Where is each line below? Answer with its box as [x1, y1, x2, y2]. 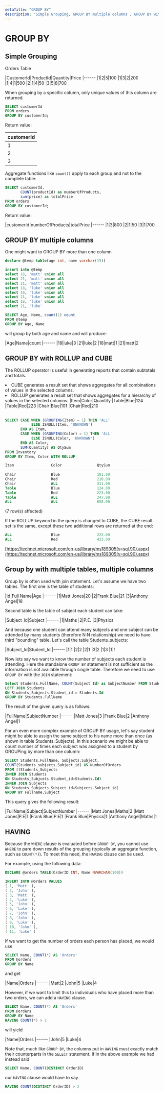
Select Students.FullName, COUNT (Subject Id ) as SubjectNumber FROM [5, 681, 147, 686]
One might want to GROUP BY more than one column [5, 249, 112, 255]
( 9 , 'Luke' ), [5, 920, 36, 925]
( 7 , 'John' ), [5, 911, 36, 916]
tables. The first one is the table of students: [5, 583, 94, 589]
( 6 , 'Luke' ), [5, 906, 36, 911]
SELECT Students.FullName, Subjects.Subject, [5, 758, 99, 763]
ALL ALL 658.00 [5, 499, 110, 505]
